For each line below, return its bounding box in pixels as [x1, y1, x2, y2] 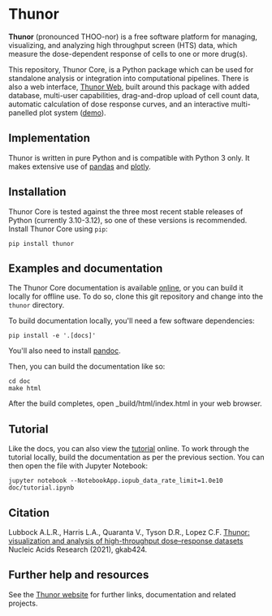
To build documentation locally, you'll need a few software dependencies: [8, 316, 255, 325]
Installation [8, 185, 67, 199]
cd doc [8, 377, 31, 386]
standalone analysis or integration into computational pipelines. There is [8, 73, 249, 83]
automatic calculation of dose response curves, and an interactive [8, 99, 230, 109]
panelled [8, 107, 38, 118]
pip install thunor [8, 239, 75, 248]
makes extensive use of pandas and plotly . [8, 162, 152, 171]
